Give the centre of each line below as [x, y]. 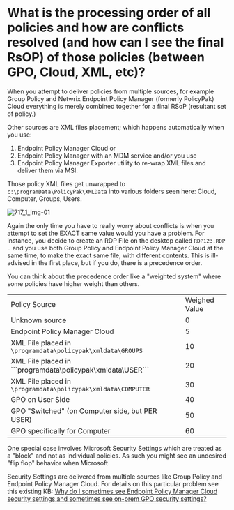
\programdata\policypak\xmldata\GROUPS [77, 351]
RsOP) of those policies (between [106, 58]
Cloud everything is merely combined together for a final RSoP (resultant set [117, 106]
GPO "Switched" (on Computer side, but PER [84, 411]
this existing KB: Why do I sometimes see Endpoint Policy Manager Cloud [112, 491]
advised [18, 262]
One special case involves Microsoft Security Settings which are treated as [115, 448]
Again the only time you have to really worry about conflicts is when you [111, 225]
